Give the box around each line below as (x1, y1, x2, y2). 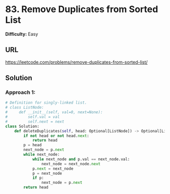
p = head (23, 142, 42, 148)
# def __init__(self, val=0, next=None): (5, 110, 103, 115)
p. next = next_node (32, 166, 73, 171)
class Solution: (5, 124, 39, 129)
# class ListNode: (5, 105, 44, 110)
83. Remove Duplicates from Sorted (5, 4, 158, 15)
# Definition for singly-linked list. (5, 100, 87, 106)
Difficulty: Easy (5, 31, 38, 37)
